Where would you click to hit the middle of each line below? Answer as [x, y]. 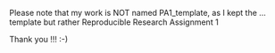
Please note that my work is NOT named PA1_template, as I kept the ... [137, 13]
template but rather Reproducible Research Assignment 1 [114, 22]
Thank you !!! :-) [39, 39]
